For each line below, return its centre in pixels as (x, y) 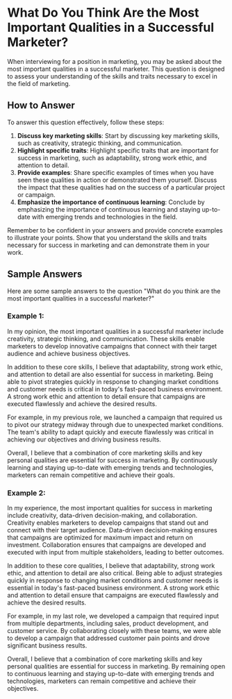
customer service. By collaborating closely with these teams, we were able (114, 631)
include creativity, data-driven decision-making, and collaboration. (102, 516)
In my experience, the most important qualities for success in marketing (110, 508)
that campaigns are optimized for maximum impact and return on (100, 538)
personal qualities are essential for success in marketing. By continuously (112, 460)
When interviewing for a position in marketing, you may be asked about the (115, 61)
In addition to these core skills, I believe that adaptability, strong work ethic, (115, 367)
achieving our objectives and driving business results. (84, 439)
